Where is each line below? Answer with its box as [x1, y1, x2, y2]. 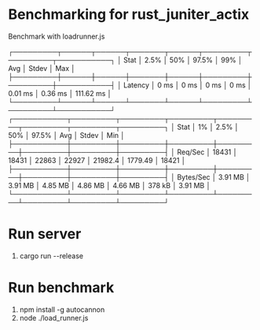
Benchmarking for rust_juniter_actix [8, 6, 250, 24]
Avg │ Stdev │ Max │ [8, 63, 76, 72]
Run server [8, 225, 82, 243]
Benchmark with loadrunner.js [8, 32, 105, 41]
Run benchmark [8, 279, 115, 297]
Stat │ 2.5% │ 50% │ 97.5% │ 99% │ [123, 55, 243, 65]
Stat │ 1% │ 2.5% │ [176, 122, 240, 132]
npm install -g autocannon [19, 305, 105, 314]
